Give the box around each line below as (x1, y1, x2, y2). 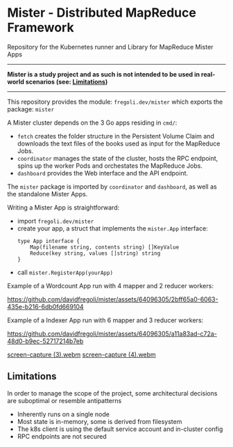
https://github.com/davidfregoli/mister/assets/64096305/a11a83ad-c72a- (7, 329, 217, 338)
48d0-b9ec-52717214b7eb (7, 336, 84, 345)
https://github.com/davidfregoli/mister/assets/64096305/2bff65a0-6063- (7, 295, 218, 304)
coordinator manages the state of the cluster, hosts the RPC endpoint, (17, 154, 218, 162)
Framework (7, 19, 74, 36)
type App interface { (17, 237, 80, 244)
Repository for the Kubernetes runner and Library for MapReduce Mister (7, 42, 214, 51)
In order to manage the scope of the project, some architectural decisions (7, 389, 218, 398)
